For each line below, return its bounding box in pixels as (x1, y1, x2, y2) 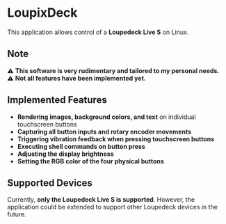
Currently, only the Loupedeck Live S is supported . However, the (7, 195, 195, 204)
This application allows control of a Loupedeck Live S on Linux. (7, 28, 189, 36)
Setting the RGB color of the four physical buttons (17, 157, 165, 165)
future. (7, 210, 26, 218)
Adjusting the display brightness (17, 150, 114, 158)
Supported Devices (7, 177, 92, 189)
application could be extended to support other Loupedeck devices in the (7, 203, 218, 211)
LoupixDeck (7, 5, 78, 21)
